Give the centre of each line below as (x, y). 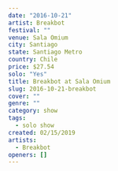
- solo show (35, 125)
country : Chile (33, 60)
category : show (33, 111)
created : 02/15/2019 (42, 132)
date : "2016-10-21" (40, 15)
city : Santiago (33, 45)
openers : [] (28, 154)
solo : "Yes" (28, 74)
